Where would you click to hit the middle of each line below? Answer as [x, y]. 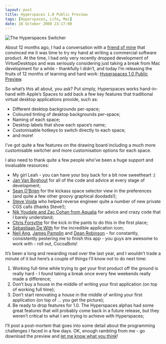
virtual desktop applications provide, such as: [52, 100]
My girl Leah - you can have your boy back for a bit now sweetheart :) [84, 175]
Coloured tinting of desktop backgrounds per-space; [66, 115]
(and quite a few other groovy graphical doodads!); [65, 196]
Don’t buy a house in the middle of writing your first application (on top [85, 284]
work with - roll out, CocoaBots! [45, 244]
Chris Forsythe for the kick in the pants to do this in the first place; [80, 223]
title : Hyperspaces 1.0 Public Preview [46, 14]
